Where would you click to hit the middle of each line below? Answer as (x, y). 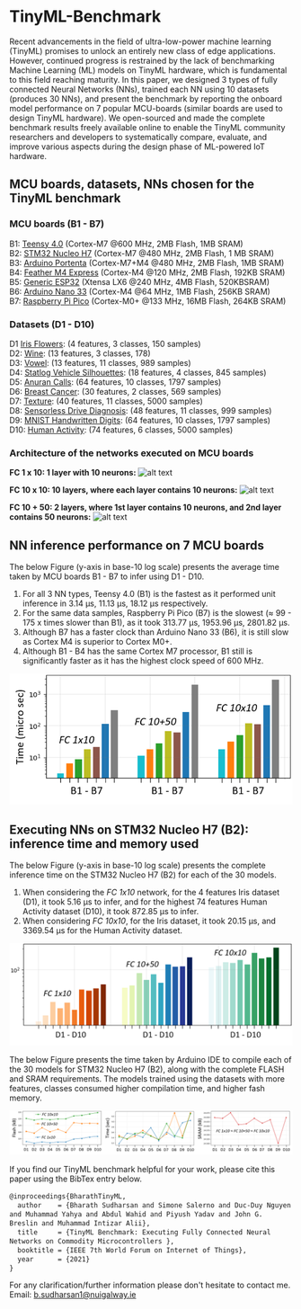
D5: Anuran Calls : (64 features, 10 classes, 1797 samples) (115, 382)
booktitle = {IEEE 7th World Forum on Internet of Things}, (132, 1251)
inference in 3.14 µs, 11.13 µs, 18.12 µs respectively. (115, 603)
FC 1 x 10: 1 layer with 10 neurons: (73, 473)
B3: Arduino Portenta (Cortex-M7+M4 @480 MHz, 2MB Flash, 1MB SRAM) (147, 263)
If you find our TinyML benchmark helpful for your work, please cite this (142, 1170)
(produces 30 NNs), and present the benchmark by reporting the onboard (146, 98)
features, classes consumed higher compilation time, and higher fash (137, 1088)
